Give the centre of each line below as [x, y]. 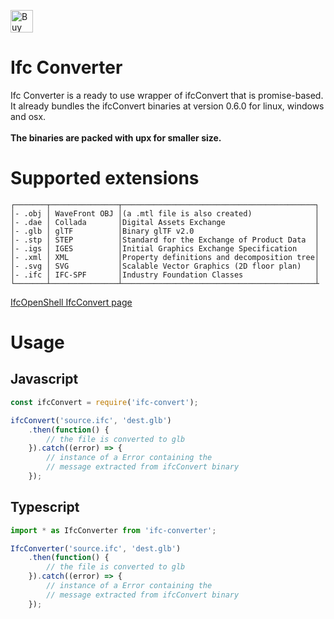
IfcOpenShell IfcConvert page [71, 302]
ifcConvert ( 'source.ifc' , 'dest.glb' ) [91, 420]
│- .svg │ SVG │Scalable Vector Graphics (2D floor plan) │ [165, 266]
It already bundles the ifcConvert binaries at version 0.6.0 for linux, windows [167, 106]
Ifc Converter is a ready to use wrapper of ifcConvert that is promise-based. [167, 95]
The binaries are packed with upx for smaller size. [116, 137]
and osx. [28, 116]
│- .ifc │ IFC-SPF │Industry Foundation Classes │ [165, 275]
